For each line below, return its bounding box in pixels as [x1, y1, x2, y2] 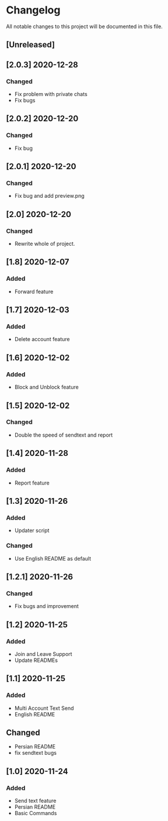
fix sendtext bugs [14, 750, 57, 757]
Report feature [14, 479, 50, 486]
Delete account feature [14, 336, 70, 343]
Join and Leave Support [14, 650, 72, 657]
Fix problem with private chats [14, 91, 87, 98]
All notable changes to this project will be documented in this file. [6, 23, 163, 30]
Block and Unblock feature [14, 384, 79, 391]
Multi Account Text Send [14, 705, 74, 712]
